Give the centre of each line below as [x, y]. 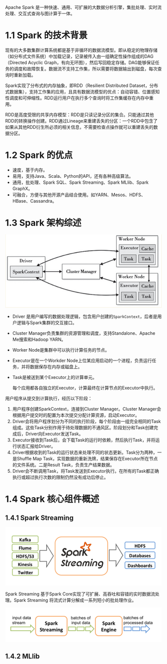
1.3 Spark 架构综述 [43, 223]
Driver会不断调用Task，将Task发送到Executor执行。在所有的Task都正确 [85, 471]
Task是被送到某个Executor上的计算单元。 [55, 377]
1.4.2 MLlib [22, 656]
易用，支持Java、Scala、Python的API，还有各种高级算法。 [73, 176]
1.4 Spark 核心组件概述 [52, 499]
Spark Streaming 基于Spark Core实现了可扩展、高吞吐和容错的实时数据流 [80, 594]
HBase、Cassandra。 [35, 201]
